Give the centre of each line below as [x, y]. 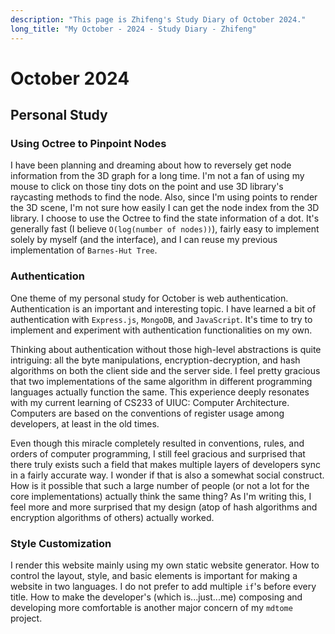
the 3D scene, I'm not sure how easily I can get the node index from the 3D [165, 208]
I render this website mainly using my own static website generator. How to [165, 565]
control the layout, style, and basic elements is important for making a [154, 575]
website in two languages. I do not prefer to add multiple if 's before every [163, 586]
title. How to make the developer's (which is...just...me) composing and [156, 597]
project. [26, 618]
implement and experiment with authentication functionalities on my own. [161, 330]
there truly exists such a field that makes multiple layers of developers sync [166, 464]
